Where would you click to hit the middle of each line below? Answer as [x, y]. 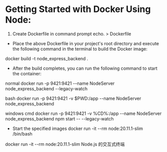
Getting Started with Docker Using [78, 9]
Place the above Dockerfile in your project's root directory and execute [86, 43]
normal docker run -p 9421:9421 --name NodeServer [60, 83]
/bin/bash [22, 133]
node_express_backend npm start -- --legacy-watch [59, 118]
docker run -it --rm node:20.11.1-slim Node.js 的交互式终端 [65, 144]
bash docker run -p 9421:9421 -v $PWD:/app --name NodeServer [73, 98]
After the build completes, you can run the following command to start [85, 68]
